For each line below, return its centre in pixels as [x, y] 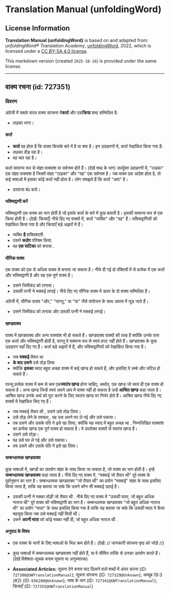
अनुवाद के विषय [17, 532]
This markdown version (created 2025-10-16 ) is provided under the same [81, 61]
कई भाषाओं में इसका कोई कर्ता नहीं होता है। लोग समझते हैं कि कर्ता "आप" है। [67, 179]
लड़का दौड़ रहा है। [28, 152]
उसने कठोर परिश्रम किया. [32, 240]
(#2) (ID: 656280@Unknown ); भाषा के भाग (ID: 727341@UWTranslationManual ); [85, 580]
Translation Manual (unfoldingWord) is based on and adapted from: [77, 40]
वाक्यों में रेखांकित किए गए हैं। [28, 401]
